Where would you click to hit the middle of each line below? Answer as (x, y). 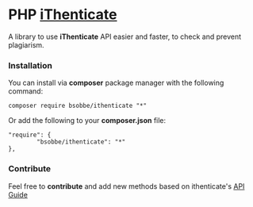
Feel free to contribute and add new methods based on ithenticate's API (126, 186)
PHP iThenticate (63, 15)
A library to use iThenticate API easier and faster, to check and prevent (125, 36)
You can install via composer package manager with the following (116, 83)
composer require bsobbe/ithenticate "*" (78, 106)
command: (26, 91)
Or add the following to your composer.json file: (87, 121)
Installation (31, 65)
